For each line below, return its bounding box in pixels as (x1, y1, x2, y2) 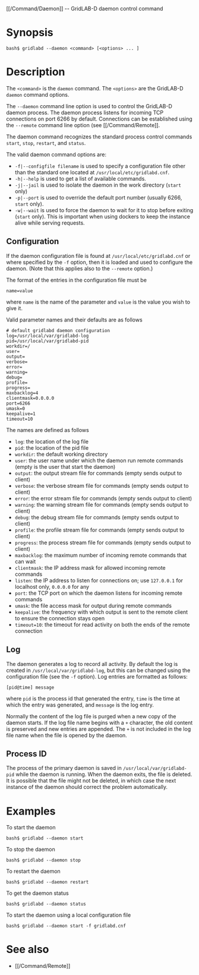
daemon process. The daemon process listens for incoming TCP (6, 109, 164, 116)
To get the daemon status (6, 889, 70, 897)
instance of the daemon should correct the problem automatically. (6, 784, 168, 791)
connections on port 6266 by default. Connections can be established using (6, 115, 193, 122)
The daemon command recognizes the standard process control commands (6, 133, 192, 140)
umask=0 (6, 405, 26, 412)
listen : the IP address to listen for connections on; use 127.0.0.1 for (14, 576, 183, 584)
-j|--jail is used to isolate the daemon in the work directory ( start (14, 181, 181, 188)
